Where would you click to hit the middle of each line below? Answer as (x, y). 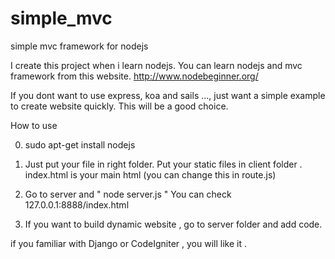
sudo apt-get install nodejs (80, 144)
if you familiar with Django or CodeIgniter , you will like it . (128, 243)
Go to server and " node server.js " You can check (128, 194)
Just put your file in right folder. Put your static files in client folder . (163, 164)
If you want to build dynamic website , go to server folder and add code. (173, 224)
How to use (34, 125)
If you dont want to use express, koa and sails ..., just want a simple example (168, 95)
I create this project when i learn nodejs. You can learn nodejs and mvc (156, 65)
